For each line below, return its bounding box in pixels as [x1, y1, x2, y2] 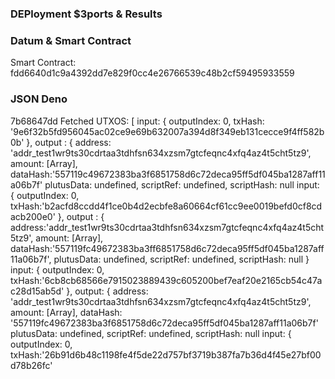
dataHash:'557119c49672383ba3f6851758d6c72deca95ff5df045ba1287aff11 [10, 168, 326, 180]
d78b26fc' [10, 359, 53, 371]
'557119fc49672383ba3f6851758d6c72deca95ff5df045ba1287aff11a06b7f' [10, 317, 319, 329]
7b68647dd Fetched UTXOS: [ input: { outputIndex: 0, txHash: [10, 115, 265, 127]
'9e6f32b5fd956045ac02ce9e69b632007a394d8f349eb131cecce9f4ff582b [10, 125, 325, 137]
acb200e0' [10, 210, 56, 222]
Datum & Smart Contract [10, 33, 132, 47]
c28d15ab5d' [10, 285, 65, 297]
